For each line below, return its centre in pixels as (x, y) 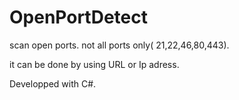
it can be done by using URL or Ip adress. (94, 64)
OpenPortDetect (78, 17)
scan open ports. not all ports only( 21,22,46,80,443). (119, 45)
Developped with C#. (53, 83)
